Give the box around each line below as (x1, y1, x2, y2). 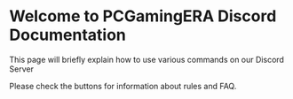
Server (9, 64, 34, 74)
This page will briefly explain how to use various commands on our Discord (9, 54, 284, 65)
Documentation (9, 25, 127, 45)
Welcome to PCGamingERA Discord (9, 6, 277, 27)
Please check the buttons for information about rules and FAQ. (9, 80, 237, 91)
